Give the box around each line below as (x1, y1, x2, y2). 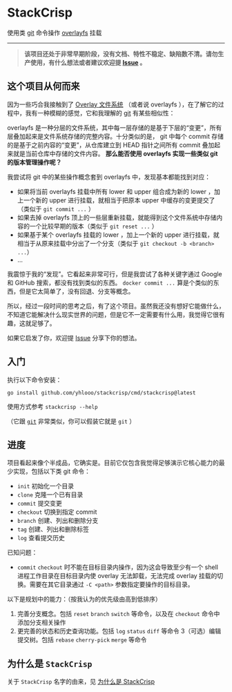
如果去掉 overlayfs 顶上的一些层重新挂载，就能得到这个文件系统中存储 (17, 213, 217, 222)
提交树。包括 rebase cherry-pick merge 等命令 (17, 635, 147, 644)
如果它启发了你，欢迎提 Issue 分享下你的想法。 (7, 334, 141, 342)
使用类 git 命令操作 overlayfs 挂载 (7, 28, 102, 37)
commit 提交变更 (17, 499, 62, 508)
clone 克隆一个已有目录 (17, 490, 84, 499)
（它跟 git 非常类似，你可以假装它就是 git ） (7, 416, 136, 425)
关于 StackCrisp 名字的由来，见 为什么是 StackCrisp (7, 677, 155, 686)
